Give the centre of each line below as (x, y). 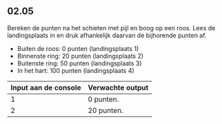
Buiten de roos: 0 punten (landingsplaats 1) (78, 48)
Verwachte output (118, 87)
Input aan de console (46, 87)
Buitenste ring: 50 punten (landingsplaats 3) (80, 63)
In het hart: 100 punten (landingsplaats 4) (75, 70)
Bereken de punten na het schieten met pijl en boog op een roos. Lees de (111, 28)
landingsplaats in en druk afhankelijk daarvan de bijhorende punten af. (107, 35)
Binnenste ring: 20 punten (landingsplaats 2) (80, 56)
